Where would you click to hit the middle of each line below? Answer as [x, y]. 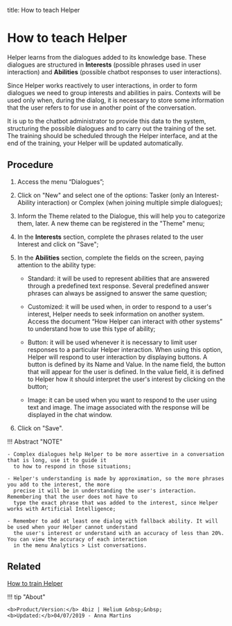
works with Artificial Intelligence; [62, 509]
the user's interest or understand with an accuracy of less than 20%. [119, 533]
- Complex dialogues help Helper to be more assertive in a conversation [116, 454]
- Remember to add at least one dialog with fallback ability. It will [113, 521]
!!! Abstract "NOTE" [35, 441]
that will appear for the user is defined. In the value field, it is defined [126, 371]
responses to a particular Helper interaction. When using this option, [125, 349]
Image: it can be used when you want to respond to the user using [122, 400]
